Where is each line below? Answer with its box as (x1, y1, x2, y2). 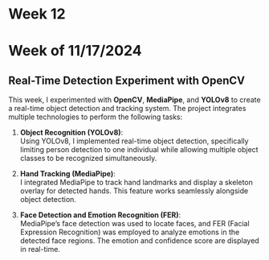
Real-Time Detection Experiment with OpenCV (8, 73, 246, 87)
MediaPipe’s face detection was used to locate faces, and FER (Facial (19, 219, 251, 229)
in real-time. (19, 245, 60, 254)
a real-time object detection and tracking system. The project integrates (8, 104, 247, 113)
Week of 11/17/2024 (8, 42, 142, 60)
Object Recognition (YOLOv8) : (19, 128, 124, 138)
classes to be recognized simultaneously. (19, 154, 157, 163)
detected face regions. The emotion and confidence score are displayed (19, 236, 259, 246)
